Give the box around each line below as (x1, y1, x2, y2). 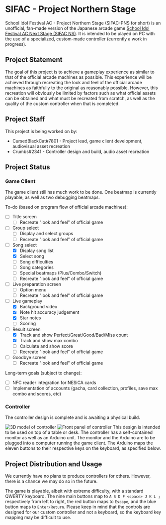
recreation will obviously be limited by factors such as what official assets (5, 90, 156, 96)
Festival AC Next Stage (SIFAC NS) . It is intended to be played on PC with (5, 30, 155, 36)
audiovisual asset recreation (12, 143, 71, 149)
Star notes (19, 315, 41, 321)
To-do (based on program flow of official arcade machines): (5, 204, 128, 210)
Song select (12, 242, 37, 248)
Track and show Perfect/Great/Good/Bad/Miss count (19, 332, 128, 338)
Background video (19, 304, 58, 310)
